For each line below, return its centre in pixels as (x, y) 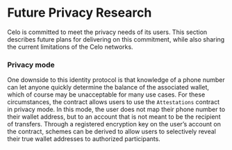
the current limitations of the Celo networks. (70, 47)
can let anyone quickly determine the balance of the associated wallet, (108, 87)
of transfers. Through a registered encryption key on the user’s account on (114, 124)
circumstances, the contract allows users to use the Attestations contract (114, 102)
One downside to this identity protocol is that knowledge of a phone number (116, 80)
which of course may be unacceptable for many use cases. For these (106, 94)
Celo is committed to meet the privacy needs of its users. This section (107, 32)
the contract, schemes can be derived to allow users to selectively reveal (112, 132)
